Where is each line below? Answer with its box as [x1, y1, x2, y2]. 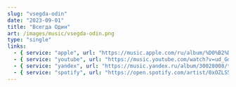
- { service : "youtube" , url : [13, 56, 102, 63]
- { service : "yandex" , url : [13, 62, 99, 69]
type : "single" [7, 36, 52, 43]
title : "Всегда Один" [7, 23, 71, 30]
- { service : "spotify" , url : [13, 69, 102, 76]
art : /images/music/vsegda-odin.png [7, 29, 114, 37]
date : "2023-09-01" [7, 17, 65, 24]
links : [7, 43, 27, 50]
